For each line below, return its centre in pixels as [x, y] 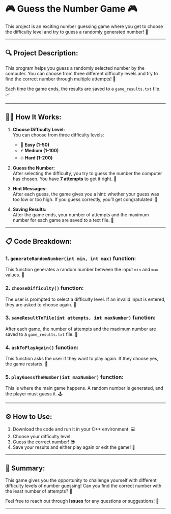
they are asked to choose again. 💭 [41, 304]
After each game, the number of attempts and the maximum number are [81, 329]
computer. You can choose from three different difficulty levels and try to [82, 73]
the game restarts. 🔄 [27, 364]
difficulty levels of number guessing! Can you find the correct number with [83, 486]
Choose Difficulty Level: [39, 129]
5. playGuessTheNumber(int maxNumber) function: [64, 377]
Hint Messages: [30, 188]
